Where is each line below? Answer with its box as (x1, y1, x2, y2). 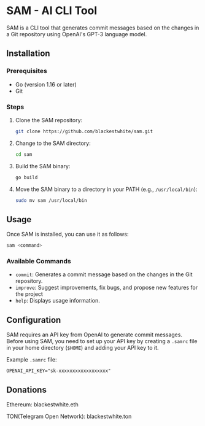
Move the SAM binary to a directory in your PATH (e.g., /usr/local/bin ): (15, 185, 198, 193)
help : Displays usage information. (15, 297, 100, 304)
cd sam (15, 151, 33, 157)
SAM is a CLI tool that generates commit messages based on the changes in (6, 24, 199, 31)
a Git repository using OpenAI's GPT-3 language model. (6, 30, 147, 37)
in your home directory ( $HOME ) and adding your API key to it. (6, 344, 159, 352)
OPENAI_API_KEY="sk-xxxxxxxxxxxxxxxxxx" (6, 368, 112, 374)
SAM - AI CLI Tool (6, 4, 98, 18)
